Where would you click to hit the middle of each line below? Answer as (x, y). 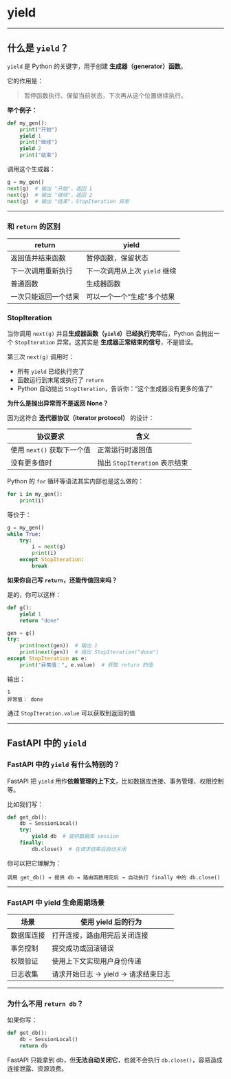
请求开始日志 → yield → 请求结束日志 (111, 974)
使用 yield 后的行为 (111, 922)
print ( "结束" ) (38, 155)
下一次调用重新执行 (42, 271)
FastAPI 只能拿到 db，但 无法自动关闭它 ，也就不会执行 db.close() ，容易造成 (115, 1060)
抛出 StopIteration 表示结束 (143, 463)
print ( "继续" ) (38, 143)
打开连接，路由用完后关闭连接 (100, 936)
